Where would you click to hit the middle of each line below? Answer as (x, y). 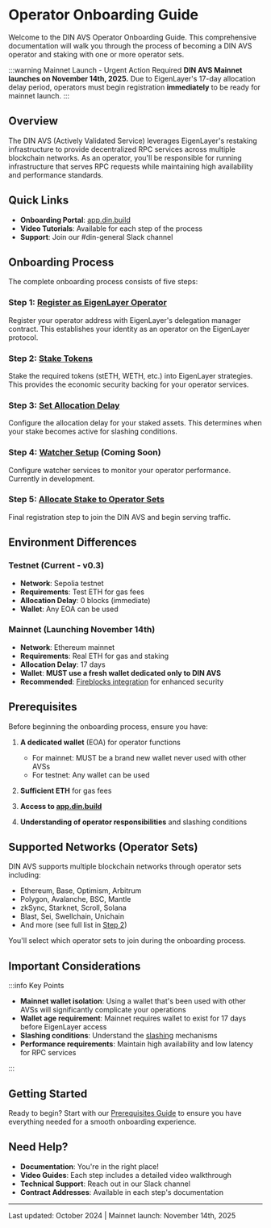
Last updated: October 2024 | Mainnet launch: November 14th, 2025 (122, 1215)
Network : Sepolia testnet (62, 583)
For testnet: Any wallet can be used (91, 775)
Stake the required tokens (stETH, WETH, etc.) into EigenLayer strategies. (131, 375)
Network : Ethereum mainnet (67, 647)
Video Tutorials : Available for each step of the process (111, 228)
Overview (33, 122)
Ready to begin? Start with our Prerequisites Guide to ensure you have (125, 1113)
